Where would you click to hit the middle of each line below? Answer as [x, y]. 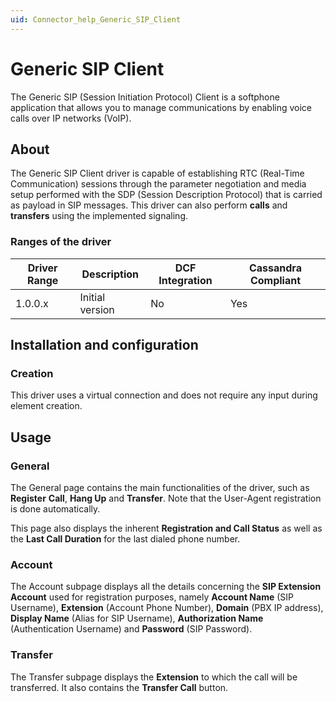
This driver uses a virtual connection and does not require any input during [164, 395]
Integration [185, 280]
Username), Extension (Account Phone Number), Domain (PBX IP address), [167, 608]
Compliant [275, 280]
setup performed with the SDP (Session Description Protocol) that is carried [166, 195]
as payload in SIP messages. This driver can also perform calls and [149, 205]
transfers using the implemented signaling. [99, 216]
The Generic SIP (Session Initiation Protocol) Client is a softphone [145, 97]
